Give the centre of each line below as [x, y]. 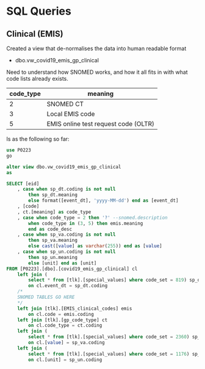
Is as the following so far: [38, 139]
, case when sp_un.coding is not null [67, 252]
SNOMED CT [65, 104]
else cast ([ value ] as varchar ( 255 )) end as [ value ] [95, 246]
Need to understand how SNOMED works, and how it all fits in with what [97, 72]
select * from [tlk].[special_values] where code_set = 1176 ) [109, 354]
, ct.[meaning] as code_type [54, 212]
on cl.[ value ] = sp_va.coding [67, 343]
